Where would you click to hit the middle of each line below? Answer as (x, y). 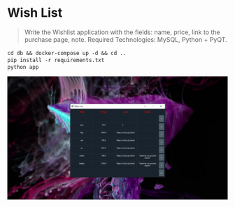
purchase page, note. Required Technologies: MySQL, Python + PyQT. (126, 39)
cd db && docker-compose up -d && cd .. (67, 53)
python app (23, 67)
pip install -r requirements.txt (56, 60)
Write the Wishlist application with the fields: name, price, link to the (122, 32)
